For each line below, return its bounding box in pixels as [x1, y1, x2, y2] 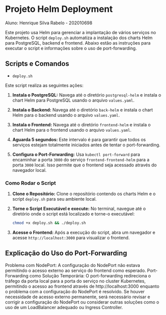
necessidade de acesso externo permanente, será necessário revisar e [5, 294, 150, 300]
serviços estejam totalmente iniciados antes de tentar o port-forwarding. [12, 142, 161, 148]
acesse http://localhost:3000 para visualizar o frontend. [12, 234, 130, 241]
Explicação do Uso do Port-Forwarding [5, 249, 127, 258]
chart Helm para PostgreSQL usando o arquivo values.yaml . [12, 97, 135, 103]
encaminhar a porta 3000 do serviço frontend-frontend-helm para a [12, 157, 150, 162]
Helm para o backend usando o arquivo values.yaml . [12, 112, 120, 118]
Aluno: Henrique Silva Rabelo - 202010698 [5, 20, 93, 26]
